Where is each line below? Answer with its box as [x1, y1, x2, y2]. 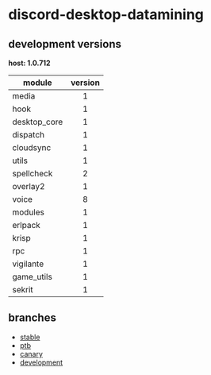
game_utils [12, 272, 53, 282]
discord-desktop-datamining [8, 6, 205, 24]
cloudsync [12, 142, 52, 153]
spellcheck [12, 168, 53, 179]
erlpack [12, 220, 41, 230]
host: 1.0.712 [8, 58, 51, 68]
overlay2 [12, 181, 45, 191]
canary [19, 349, 44, 358]
